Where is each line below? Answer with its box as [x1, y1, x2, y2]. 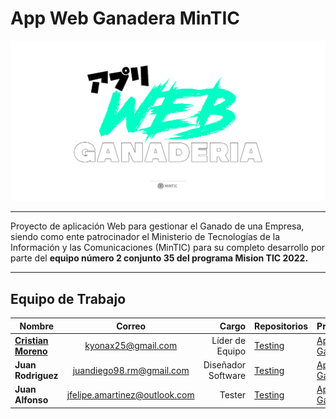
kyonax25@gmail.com [84, 340, 178, 352]
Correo [116, 320, 147, 332]
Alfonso [14, 394, 49, 406]
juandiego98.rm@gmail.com [72, 364, 190, 376]
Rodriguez [14, 370, 59, 382]
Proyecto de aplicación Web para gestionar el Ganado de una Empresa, [10, 220, 305, 232]
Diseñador [203, 359, 247, 371]
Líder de [211, 334, 247, 346]
